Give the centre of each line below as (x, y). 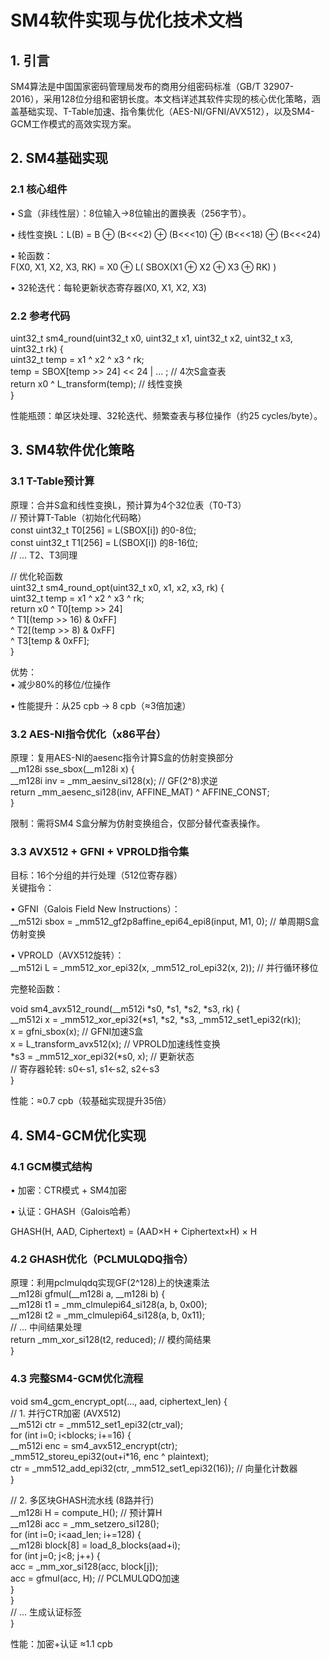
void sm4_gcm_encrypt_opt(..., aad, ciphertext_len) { (119, 1401)
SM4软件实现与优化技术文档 (126, 20)
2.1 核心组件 (39, 189)
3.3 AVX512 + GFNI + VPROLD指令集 (100, 851)
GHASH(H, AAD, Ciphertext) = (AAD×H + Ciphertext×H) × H (134, 1231)
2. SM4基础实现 (59, 158)
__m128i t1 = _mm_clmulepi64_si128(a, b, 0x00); (109, 1305)
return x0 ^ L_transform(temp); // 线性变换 (96, 383)
